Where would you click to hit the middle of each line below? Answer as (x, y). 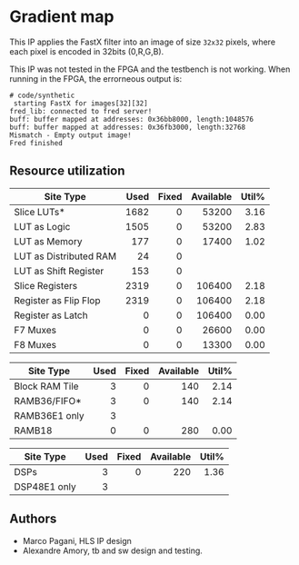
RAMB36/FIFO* (48, 401)
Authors (33, 519)
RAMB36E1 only (49, 415)
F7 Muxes (35, 330)
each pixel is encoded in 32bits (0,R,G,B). (87, 51)
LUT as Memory (48, 241)
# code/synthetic (42, 95)
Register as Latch (51, 315)
